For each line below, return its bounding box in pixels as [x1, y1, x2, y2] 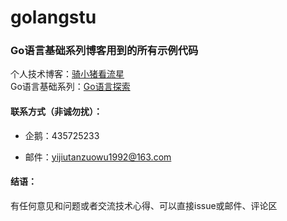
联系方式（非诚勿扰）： [10, 106, 103, 118]
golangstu [10, 6, 97, 29]
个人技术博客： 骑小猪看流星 [10, 68, 125, 80]
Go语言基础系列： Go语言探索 [10, 81, 131, 93]
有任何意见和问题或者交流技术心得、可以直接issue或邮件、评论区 [10, 199, 278, 211]
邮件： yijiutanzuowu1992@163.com [24, 151, 172, 163]
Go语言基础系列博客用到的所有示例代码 [10, 44, 199, 58]
